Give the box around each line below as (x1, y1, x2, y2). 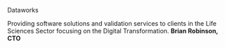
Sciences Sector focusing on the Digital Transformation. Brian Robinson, (7, 27, 219, 35)
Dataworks (7, 6, 39, 14)
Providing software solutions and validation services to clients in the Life (7, 19, 217, 27)
